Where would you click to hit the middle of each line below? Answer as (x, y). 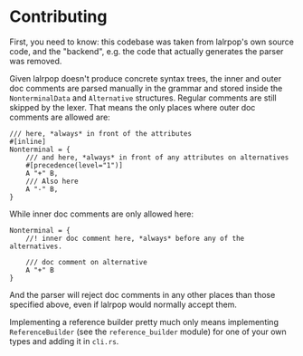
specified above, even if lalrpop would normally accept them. (123, 304)
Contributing (58, 17)
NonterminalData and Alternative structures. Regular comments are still (143, 98)
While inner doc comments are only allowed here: (102, 214)
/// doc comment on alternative (86, 262)
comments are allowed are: (60, 117)
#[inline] (28, 141)
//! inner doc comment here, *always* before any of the (135, 238)
